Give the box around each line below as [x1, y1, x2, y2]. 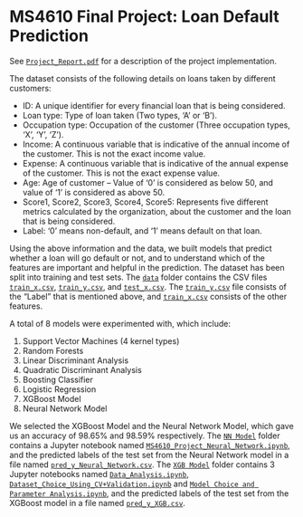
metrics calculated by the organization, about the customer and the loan [22, 206, 292, 216]
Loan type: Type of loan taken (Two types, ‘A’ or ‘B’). [22, 110, 218, 120]
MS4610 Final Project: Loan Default [9, 6, 280, 27]
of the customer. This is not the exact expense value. [22, 168, 220, 178]
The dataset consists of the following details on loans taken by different [9, 72, 276, 83]
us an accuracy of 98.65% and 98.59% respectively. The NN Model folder [9, 430, 280, 441]
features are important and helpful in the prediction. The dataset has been [9, 262, 285, 273]
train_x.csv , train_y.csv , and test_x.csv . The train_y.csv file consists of [9, 281, 288, 292]
